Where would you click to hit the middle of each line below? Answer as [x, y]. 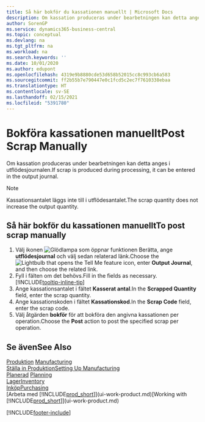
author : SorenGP [27, 23]
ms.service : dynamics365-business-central [61, 29]
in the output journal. [33, 176]
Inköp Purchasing [27, 388]
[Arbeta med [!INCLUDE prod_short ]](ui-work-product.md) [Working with [97, 394]
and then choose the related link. [56, 269]
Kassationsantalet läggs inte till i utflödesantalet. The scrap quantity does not [102, 200]
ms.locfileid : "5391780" [38, 103]
